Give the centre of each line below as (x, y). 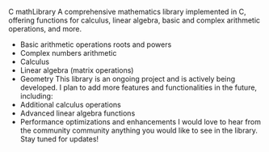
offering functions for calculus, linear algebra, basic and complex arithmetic (134, 20)
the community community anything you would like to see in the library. (139, 130)
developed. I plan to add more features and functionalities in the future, (138, 87)
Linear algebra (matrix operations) (77, 70)
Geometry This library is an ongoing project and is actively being (128, 79)
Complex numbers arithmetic (68, 53)
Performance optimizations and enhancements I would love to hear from (140, 122)
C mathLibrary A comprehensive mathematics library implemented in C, (127, 12)
